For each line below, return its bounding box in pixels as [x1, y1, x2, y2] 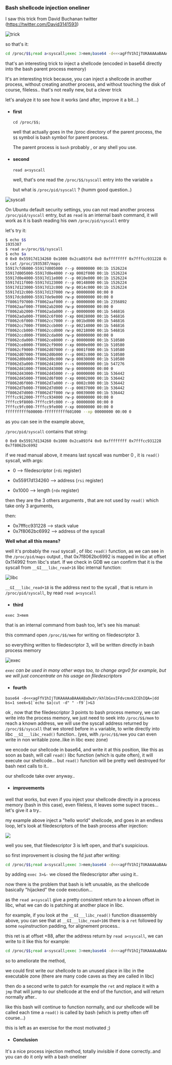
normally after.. [5, 994, 37, 1000]
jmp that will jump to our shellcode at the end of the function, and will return [5, 988, 165, 995]
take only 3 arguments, [5, 503, 54, 509]
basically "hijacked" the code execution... [5, 887, 93, 893]
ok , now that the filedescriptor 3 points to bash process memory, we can [5, 709, 160, 715]
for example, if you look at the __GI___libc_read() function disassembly [5, 912, 157, 919]
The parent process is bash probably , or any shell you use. [12, 144, 137, 151]
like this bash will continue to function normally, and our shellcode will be [5, 1004, 160, 1010]
